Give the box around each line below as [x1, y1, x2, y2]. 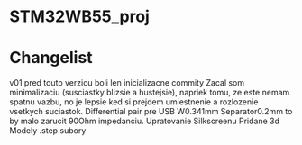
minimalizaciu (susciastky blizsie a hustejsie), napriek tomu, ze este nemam [9, 87, 290, 98]
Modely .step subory [9, 125, 87, 136]
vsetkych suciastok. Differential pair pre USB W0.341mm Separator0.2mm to [9, 106, 293, 117]
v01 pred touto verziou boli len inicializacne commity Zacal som [9, 77, 245, 88]
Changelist [9, 48, 93, 68]
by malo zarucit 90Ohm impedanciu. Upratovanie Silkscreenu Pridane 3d [9, 115, 279, 127]
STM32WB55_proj [9, 6, 151, 27]
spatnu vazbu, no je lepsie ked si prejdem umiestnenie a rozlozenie [9, 96, 259, 107]
